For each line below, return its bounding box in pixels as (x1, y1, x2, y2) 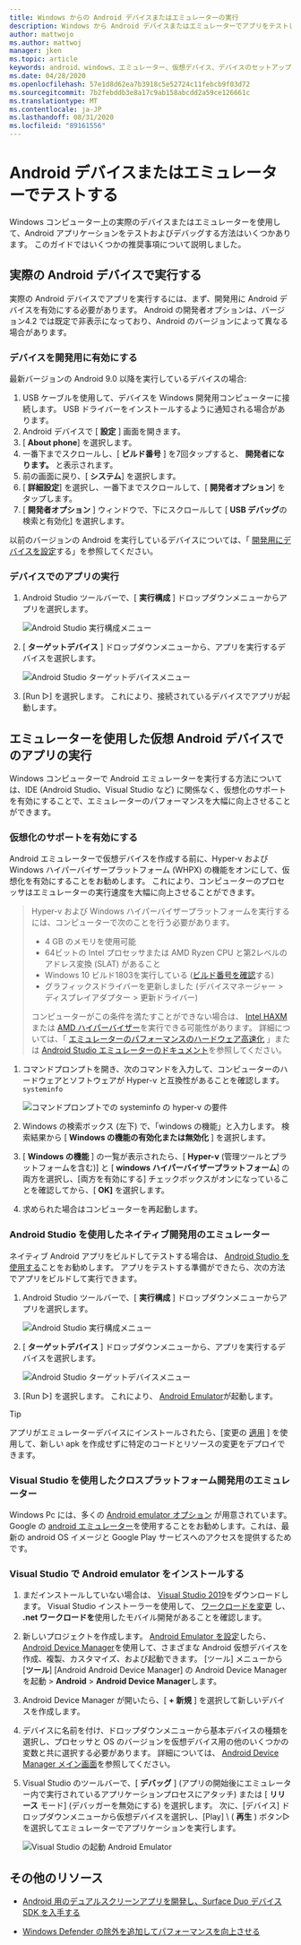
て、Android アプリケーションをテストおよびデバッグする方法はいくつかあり (9, 228, 291, 238)
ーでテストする (9, 185, 119, 206)
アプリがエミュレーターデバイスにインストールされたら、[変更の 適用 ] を (9, 1426, 280, 1438)
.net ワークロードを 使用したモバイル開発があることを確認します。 (21, 1612, 267, 1622)
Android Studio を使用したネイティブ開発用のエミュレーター (9, 1228, 271, 1241)
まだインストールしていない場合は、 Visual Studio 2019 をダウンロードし (21, 1589, 289, 1600)
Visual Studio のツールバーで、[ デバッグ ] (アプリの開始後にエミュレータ (21, 1777, 292, 1788)
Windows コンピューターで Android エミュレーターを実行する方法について (9, 773, 283, 784)
